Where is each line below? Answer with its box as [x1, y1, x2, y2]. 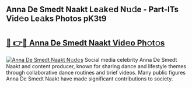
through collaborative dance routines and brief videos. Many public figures [6, 69, 186, 76]
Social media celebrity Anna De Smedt [84, 57, 177, 63]
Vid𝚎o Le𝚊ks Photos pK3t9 [6, 14, 107, 24]
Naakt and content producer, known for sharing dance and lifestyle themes [6, 63, 187, 69]
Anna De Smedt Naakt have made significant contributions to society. [6, 75, 173, 82]
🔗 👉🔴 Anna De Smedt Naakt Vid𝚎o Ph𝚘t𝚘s [6, 38, 165, 48]
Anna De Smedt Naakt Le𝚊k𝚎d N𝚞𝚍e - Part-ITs [6, 5, 179, 15]
